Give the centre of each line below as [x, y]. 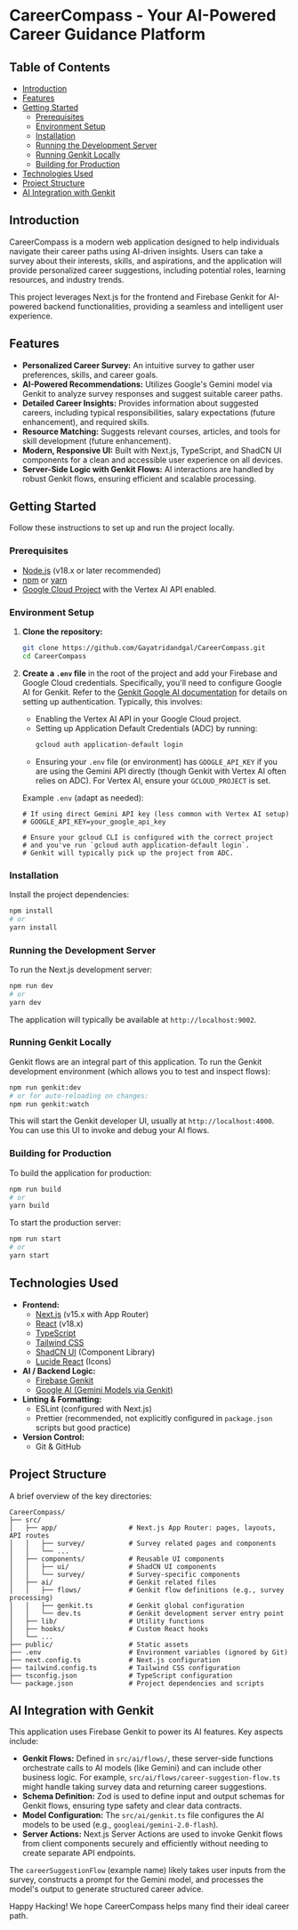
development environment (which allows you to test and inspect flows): [140, 1071]
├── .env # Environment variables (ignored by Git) [149, 1652]
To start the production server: [65, 1223]
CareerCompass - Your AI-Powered [143, 16]
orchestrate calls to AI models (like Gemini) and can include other [142, 1768]
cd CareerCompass [54, 656]
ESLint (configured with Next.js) [94, 1408]
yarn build [29, 1206]
